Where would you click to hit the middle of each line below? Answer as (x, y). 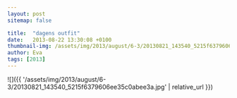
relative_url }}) (193, 87)
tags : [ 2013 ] (26, 60)
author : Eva (25, 53)
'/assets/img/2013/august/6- (65, 79)
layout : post (26, 14)
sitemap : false (30, 20)
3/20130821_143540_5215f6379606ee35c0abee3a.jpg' (87, 87)
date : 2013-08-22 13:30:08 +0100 (60, 39)
